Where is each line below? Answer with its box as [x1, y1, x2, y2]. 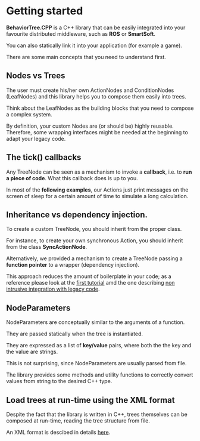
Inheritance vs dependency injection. [6, 209, 148, 220]
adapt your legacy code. [6, 135, 66, 142]
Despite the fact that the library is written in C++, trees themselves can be [6, 411, 187, 418]
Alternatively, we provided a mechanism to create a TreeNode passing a [6, 255, 183, 262]
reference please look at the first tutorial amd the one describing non [6, 279, 175, 286]
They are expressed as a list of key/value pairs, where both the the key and [6, 342, 192, 349]
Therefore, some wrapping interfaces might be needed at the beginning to [6, 128, 189, 135]
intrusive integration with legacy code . [6, 285, 100, 293]
